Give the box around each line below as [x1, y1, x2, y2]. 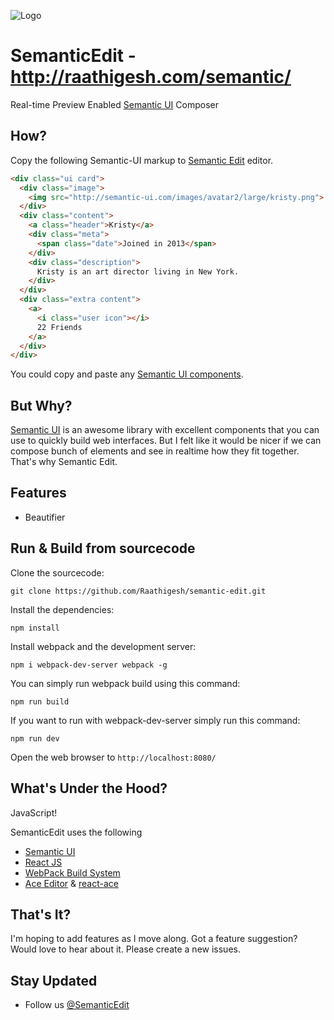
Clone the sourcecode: [10, 566, 105, 579]
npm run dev [10, 733, 60, 744]
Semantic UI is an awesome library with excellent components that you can [10, 424, 320, 436]
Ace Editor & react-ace [24, 877, 119, 889]
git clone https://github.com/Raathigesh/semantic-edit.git [10, 586, 267, 596]
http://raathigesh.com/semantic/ [10, 66, 292, 89]
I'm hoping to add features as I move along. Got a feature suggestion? [10, 933, 298, 945]
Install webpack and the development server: [10, 640, 197, 652]
